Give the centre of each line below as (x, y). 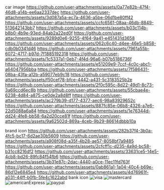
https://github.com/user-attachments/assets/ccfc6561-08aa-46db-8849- (80, 22)
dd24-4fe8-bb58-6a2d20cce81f (38, 116)
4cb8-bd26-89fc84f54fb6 (32, 157)
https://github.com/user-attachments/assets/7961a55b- (93, 49)
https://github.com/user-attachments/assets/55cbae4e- (94, 90)
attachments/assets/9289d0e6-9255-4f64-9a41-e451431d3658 (70, 38)
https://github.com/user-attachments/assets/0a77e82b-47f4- (88, 7)
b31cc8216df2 (19, 151)
